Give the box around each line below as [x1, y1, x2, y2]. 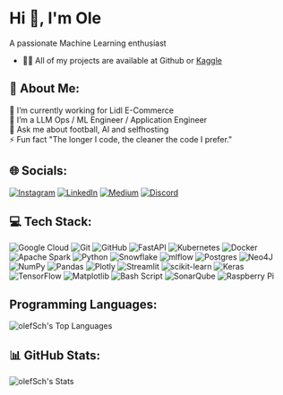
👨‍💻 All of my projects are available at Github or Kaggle [21, 55, 222, 65]
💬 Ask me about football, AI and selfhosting [9, 124, 169, 134]
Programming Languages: [9, 296, 158, 312]
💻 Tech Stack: [9, 214, 92, 229]
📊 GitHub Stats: [9, 348, 101, 363]
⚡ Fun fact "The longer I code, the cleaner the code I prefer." [9, 133, 233, 144]
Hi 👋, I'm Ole [9, 8, 102, 29]
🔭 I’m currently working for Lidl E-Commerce [9, 105, 175, 116]
